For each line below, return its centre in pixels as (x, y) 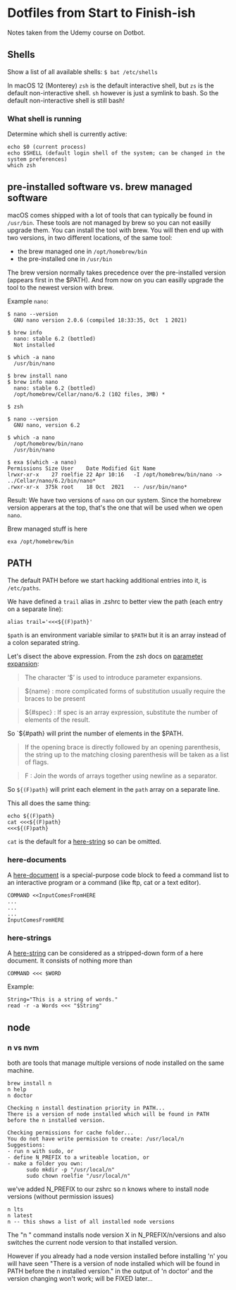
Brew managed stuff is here (48, 529)
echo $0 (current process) (47, 147)
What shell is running (44, 119)
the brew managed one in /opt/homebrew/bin (82, 251)
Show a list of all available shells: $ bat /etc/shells (83, 71)
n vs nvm (23, 1047)
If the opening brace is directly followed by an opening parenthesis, (122, 747)
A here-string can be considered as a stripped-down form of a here (105, 953)
